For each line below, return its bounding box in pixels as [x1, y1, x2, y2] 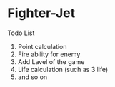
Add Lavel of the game [17, 57, 85, 66]
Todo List [7, 29, 35, 37]
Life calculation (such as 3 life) [17, 65, 109, 73]
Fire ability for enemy [17, 50, 81, 58]
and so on [17, 73, 48, 81]
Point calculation [17, 42, 67, 51]
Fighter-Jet [7, 5, 76, 21]
